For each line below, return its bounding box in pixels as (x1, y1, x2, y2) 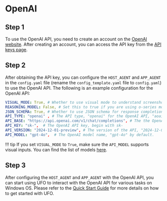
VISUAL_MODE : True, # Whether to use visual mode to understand (5, 100, 141, 105)
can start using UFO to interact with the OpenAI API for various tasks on (5, 180, 153, 186)
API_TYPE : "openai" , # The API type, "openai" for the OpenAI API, (5, 114, 150, 119)
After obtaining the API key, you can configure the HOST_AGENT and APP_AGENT (5, 74, 161, 80)
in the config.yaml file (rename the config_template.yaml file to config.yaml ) (5, 79, 162, 85)
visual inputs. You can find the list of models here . (5, 147, 107, 153)
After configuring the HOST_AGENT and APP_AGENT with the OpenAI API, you (5, 174, 154, 180)
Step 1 (5, 23, 25, 31)
